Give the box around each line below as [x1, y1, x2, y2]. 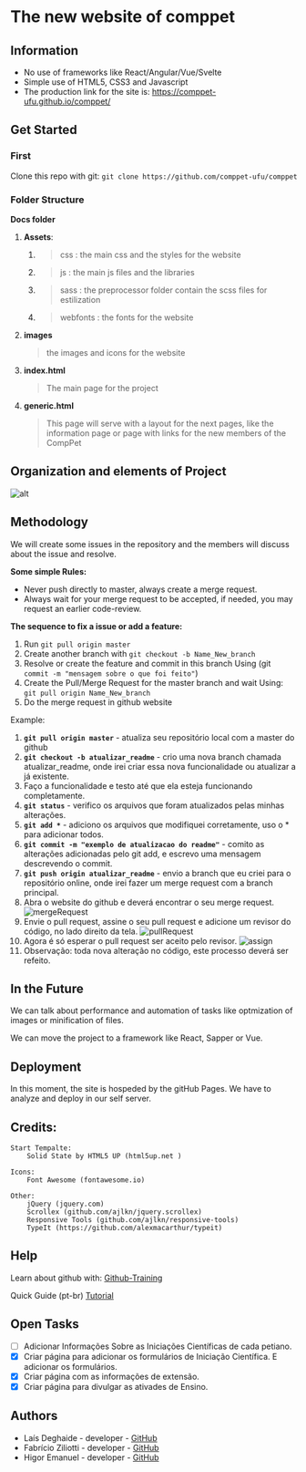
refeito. [23, 955, 51, 966]
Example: [10, 714, 46, 725]
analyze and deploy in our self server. [10, 1093, 151, 1104]
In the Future [10, 981, 85, 996]
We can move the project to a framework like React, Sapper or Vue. [10, 1032, 263, 1043]
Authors [10, 1408, 58, 1424]
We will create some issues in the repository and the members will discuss [10, 538, 290, 549]
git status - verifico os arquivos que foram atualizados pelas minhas [23, 800, 285, 811]
